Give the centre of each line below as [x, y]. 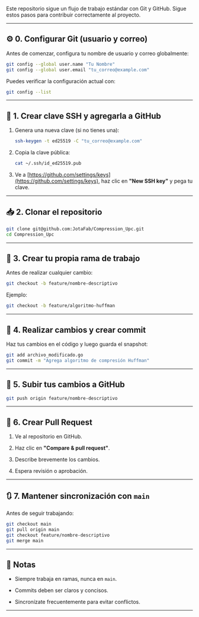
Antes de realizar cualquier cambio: [49, 273]
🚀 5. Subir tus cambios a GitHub [66, 385]
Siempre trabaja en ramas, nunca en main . [66, 579]
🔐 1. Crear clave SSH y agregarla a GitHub [84, 116]
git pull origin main [33, 529]
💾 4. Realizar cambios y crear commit [76, 330]
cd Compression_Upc [30, 234]
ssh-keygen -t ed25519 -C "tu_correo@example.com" [78, 141]
